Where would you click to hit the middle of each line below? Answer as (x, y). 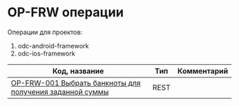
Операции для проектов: (45, 32)
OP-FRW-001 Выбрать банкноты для (76, 83)
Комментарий (203, 70)
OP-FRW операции (66, 12)
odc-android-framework (53, 46)
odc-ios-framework (47, 53)
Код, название (78, 70)
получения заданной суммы (60, 92)
